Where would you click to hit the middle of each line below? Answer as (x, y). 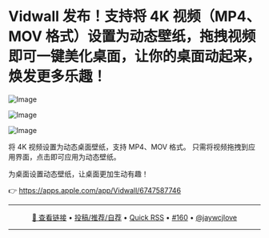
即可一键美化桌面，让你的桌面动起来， (135, 56)
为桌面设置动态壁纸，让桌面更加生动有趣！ (78, 174)
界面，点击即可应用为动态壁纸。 (68, 156)
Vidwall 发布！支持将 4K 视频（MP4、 (134, 16)
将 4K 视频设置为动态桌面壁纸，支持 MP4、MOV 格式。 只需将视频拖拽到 (128, 147)
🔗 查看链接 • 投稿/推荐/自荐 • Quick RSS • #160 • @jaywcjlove (134, 217)
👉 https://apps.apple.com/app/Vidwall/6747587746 (95, 190)
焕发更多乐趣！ (58, 77)
